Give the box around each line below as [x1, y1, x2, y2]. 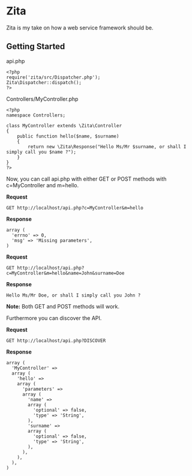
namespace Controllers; [6, 112, 66, 118]
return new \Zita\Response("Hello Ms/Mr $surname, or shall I [28, 143, 187, 149]
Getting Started [6, 41, 65, 52]
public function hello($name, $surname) [17, 133, 119, 139]
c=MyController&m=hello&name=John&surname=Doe [6, 270, 125, 276]
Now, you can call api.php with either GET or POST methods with [6, 175, 167, 182]
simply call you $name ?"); [6, 149, 77, 155]
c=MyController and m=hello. [6, 181, 79, 188]
